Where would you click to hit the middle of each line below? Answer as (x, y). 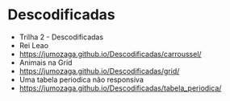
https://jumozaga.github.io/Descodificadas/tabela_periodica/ (120, 88)
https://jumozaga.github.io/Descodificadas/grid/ (99, 71)
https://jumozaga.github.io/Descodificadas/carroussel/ (111, 54)
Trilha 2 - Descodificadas (61, 37)
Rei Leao (34, 45)
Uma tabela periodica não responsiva (82, 79)
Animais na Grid (46, 63)
